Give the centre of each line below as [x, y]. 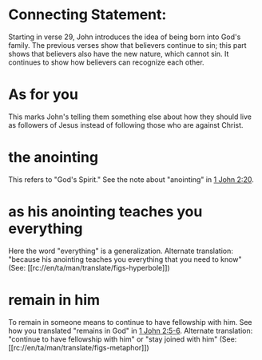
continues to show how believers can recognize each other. [107, 62]
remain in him [54, 300]
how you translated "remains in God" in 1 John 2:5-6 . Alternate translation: [131, 330]
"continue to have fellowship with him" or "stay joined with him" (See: [123, 339]
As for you [43, 95]
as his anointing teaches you [105, 212]
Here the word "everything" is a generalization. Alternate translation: [121, 251]
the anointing [53, 158]
